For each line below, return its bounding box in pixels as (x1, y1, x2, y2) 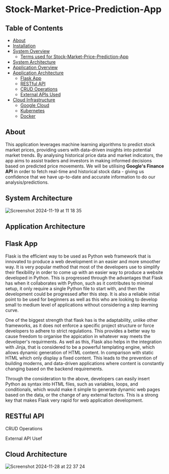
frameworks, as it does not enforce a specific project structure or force (5, 322, 154, 328)
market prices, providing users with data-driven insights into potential (5, 147, 151, 153)
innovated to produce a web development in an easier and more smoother (5, 258, 161, 264)
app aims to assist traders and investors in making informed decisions (5, 157, 152, 163)
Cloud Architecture (5, 450, 67, 459)
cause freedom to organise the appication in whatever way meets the (5, 333, 151, 339)
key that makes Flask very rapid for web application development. (5, 397, 144, 403)
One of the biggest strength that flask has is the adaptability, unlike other (5, 317, 158, 323)
